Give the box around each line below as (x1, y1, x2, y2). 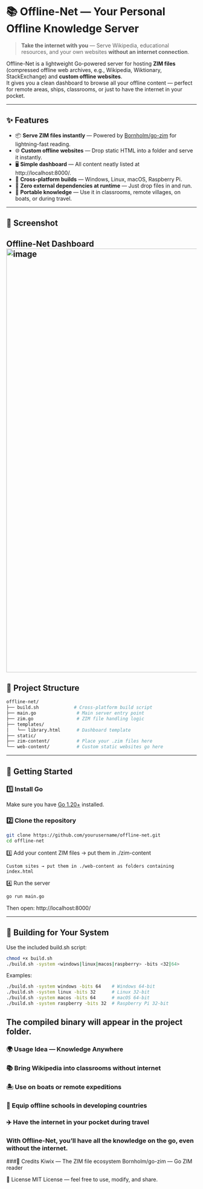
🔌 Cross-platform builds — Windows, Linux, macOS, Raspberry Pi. (14, 175, 182, 183)
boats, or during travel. (14, 195, 72, 202)
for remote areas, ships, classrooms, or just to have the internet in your (6, 85, 183, 93)
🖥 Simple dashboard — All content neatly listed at (14, 160, 140, 168)
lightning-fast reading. (14, 140, 71, 148)
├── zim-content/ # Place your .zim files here (6, 738, 153, 744)
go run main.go (6, 893, 45, 899)
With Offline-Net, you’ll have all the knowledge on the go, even (6, 1136, 195, 1145)
